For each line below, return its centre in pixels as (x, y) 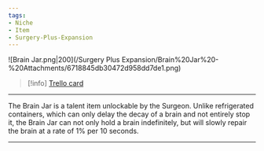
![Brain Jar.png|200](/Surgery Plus (64, 60)
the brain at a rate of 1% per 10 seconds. (73, 131)
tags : (17, 15)
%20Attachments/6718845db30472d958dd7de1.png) (95, 68)
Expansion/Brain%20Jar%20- (170, 60)
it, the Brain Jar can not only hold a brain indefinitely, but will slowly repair (128, 123)
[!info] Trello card (55, 83)
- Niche (21, 23)
